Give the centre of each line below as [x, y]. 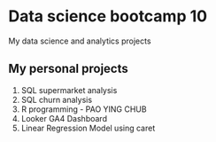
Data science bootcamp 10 [108, 16]
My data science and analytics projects [80, 41]
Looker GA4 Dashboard [64, 118]
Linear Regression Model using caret [88, 128]
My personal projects [69, 69]
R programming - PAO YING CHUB [84, 109]
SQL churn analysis [57, 99]
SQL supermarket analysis [69, 90]
